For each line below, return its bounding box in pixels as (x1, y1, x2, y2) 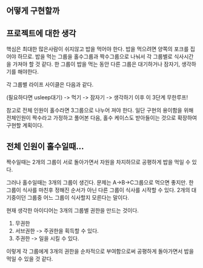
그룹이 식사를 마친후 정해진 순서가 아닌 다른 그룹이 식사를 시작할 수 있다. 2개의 (6, 186, 190, 194)
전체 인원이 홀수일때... (6, 141, 84, 151)
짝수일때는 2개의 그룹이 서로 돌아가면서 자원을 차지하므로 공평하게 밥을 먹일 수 (6, 159, 191, 166)
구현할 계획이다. (6, 122, 44, 129)
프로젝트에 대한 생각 (6, 28, 76, 38)
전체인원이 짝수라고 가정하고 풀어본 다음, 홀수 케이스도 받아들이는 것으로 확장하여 (6, 114, 198, 122)
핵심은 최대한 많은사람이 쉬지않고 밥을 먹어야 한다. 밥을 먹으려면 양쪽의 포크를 (6, 45, 189, 53)
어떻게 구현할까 (6, 5, 60, 16)
